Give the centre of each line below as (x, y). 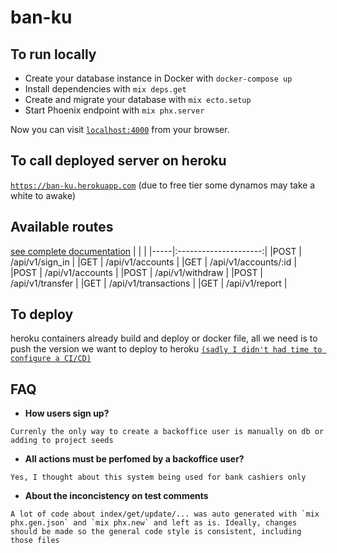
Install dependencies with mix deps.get (105, 89)
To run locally (53, 54)
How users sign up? (67, 413)
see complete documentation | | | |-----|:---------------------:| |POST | (156, 251)
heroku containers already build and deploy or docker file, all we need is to (164, 338)
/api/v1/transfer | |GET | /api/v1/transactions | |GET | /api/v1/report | (149, 283)
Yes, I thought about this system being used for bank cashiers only (158, 477)
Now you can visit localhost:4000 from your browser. (120, 129)
